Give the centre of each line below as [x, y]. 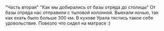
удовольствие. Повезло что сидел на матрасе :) [58, 23]
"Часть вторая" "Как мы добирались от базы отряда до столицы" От [80, 7]
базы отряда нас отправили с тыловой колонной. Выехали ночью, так [82, 12]
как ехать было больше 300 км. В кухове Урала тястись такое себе [79, 18]
